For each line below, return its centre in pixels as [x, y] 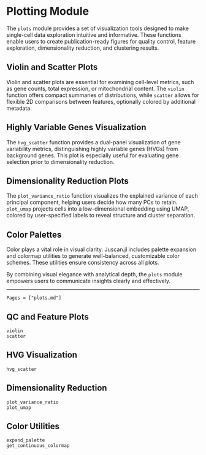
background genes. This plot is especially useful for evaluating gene [93, 155]
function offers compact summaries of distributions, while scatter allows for [103, 95]
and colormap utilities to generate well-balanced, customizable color [93, 256]
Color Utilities [33, 426]
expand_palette [26, 440]
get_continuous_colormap [38, 446]
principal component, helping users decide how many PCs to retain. [92, 202]
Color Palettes [34, 235]
